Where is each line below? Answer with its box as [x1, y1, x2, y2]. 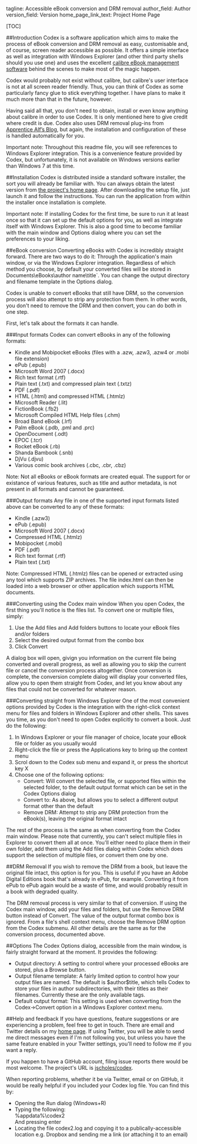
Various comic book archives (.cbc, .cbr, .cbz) [14, 462, 126, 468]
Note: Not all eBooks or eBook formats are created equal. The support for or [6, 473, 191, 480]
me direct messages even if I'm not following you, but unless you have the [6, 1034, 186, 1041]
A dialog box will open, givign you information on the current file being [6, 655, 176, 661]
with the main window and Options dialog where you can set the [6, 229, 162, 236]
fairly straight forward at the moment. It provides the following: [6, 949, 158, 955]
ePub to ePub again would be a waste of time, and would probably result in [6, 882, 188, 889]
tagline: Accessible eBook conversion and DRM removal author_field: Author [6, 5, 191, 12]
